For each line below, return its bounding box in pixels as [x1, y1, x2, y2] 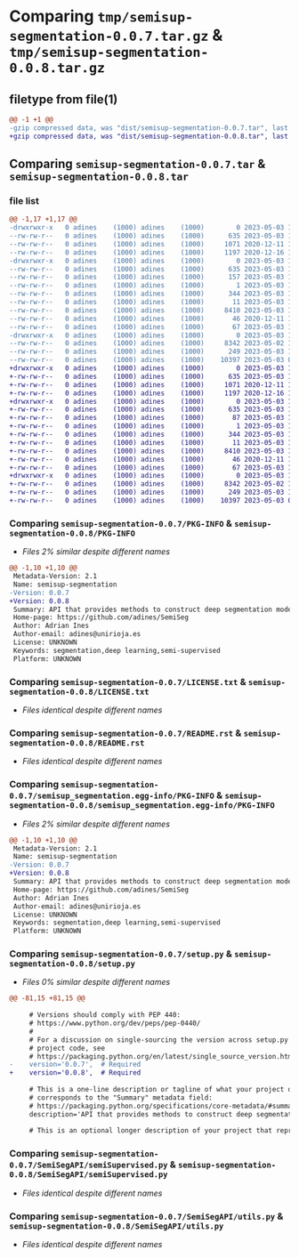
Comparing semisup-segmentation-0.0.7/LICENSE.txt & [9, 675, 246, 688]
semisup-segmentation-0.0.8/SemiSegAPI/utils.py [9, 1221, 224, 1231]
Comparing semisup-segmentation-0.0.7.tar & [9, 157, 266, 172]
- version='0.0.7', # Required [9, 1060, 141, 1069]
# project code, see [28, 1044, 105, 1052]
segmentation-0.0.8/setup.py [9, 959, 136, 969]
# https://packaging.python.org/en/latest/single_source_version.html [28, 1052, 296, 1060]
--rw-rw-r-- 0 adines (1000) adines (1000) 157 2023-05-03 [9, 273, 285, 282]
